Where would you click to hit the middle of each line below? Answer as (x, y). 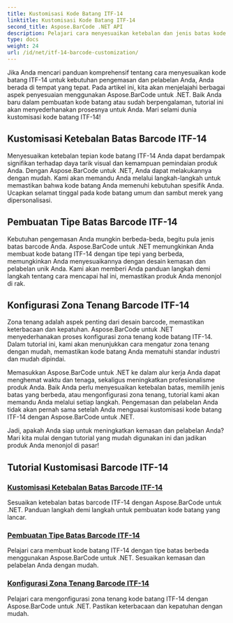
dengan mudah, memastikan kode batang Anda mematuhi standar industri (114, 352)
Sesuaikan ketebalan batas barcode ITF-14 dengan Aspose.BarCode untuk (114, 502)
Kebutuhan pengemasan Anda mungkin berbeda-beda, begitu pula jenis (111, 239)
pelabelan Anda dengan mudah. (53, 565)
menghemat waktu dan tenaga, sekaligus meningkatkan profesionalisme (111, 380)
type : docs (23, 40)
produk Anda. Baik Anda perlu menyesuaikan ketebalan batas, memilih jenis (116, 387)
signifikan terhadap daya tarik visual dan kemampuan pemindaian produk (112, 163)
